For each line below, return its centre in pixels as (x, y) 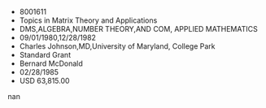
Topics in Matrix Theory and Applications (88, 20)
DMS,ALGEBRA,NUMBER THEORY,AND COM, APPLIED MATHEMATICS (138, 29)
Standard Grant (45, 55)
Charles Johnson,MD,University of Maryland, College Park (118, 46)
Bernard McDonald (51, 63)
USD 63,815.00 (44, 81)
